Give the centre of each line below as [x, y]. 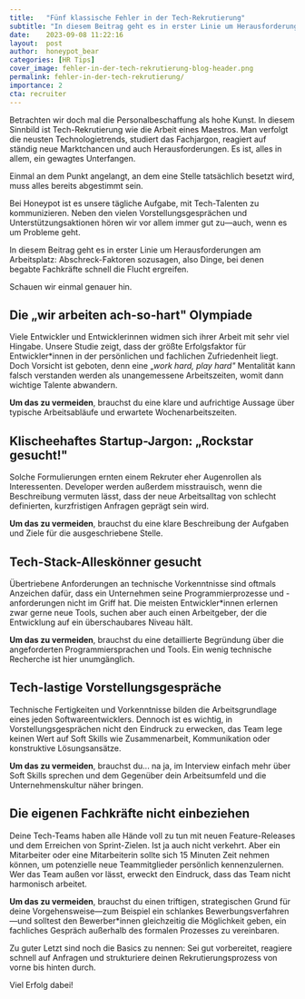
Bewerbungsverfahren [247, 911]
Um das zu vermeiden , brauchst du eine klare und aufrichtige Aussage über [152, 403]
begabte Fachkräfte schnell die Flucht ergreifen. [99, 269]
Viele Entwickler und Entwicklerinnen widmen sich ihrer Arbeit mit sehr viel [149, 337]
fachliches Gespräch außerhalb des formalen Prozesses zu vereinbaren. [144, 930]
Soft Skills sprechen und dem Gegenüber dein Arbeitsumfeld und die [138, 775]
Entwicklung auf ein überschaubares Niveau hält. [101, 622]
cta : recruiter [38, 94]
